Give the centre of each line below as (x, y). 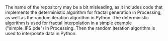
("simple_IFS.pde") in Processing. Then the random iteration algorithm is (80, 28)
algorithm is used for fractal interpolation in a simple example (69, 23)
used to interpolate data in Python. (41, 33)
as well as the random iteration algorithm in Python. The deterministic (77, 18)
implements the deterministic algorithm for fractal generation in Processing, (83, 12)
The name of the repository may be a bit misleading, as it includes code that (84, 7)
